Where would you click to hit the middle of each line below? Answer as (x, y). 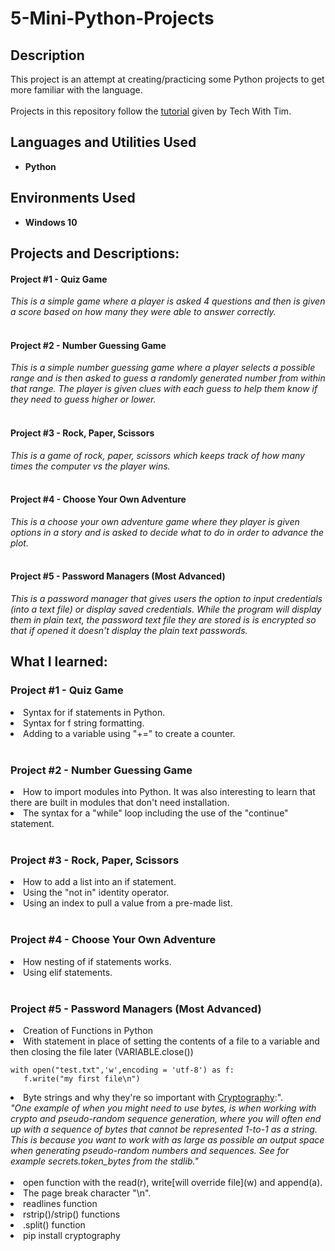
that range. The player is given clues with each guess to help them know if (164, 389)
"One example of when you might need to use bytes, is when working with (163, 1108)
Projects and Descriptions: (95, 253)
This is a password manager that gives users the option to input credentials (166, 599)
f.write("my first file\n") (82, 1078)
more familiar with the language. (76, 90)
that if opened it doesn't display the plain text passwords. (129, 631)
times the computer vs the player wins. (90, 466)
